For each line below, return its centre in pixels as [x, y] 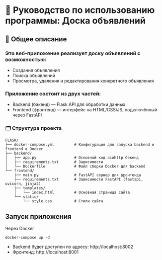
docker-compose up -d [28, 238]
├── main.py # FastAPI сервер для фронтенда [78, 175]
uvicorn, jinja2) [23, 184]
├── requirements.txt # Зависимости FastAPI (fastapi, [79, 179]
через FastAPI [27, 115]
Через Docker [20, 229]
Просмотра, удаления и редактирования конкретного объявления [83, 81]
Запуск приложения [38, 217]
